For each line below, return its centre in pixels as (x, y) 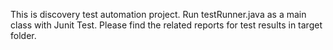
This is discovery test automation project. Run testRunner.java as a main (158, 14)
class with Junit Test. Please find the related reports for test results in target (166, 25)
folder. (23, 35)
